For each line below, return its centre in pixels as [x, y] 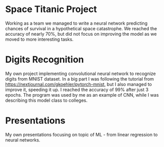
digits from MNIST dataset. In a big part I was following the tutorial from [79, 79]
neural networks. [23, 140]
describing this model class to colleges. [46, 100]
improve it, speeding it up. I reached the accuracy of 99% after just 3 [77, 90]
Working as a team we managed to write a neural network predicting [76, 23]
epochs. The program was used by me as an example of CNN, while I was [82, 95]
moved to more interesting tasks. [39, 39]
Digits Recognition [45, 60]
